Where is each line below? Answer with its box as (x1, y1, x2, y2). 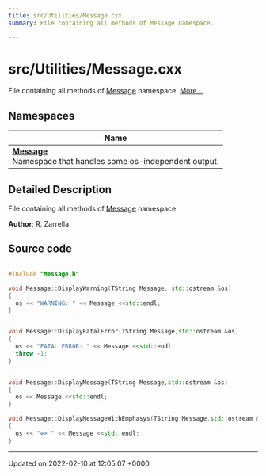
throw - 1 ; (15, 349, 47, 357)
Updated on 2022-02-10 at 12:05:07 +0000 (8, 459, 150, 468)
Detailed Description (8, 183, 112, 196)
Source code (8, 242, 73, 256)
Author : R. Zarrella (8, 219, 70, 229)
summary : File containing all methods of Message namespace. (8, 19, 215, 27)
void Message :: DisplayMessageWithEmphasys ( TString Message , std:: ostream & (8, 415, 260, 423)
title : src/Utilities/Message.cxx (8, 11, 123, 20)
